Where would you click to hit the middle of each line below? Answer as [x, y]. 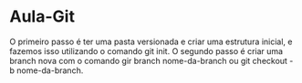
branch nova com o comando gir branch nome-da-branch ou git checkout [148, 60]
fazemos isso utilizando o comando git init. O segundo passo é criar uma [146, 51]
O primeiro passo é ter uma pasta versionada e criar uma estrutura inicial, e [151, 41]
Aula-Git [42, 17]
